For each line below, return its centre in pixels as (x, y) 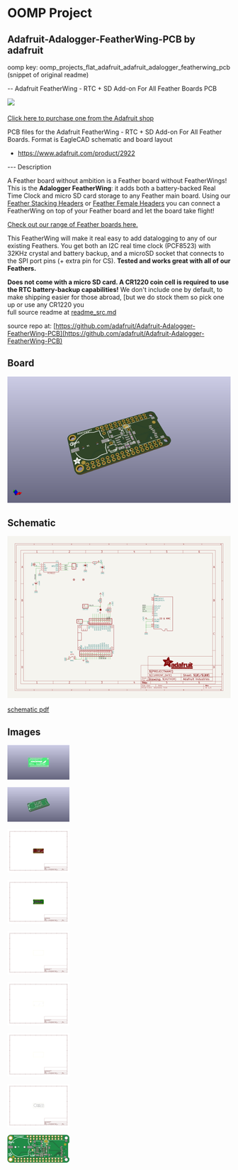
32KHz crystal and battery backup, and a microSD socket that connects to (116, 253)
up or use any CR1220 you (46, 305)
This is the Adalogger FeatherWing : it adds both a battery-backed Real (112, 188)
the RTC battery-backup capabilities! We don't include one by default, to (115, 289)
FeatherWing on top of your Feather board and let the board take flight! (111, 211)
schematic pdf (28, 709)
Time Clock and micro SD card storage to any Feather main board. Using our (119, 196)
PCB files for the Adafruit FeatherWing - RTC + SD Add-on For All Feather (115, 132)
